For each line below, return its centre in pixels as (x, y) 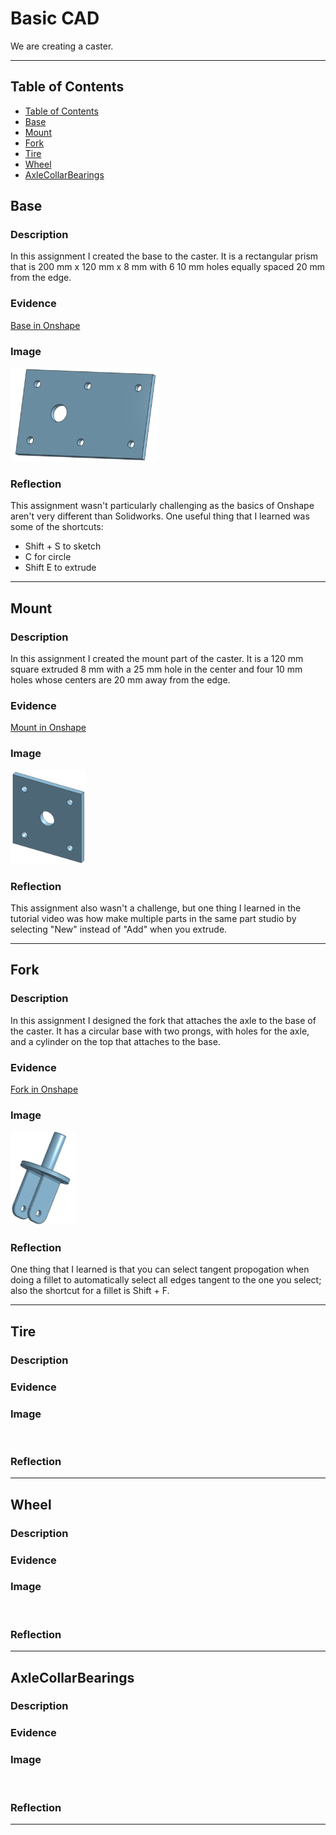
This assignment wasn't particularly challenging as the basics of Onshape (162, 506)
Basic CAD (55, 18)
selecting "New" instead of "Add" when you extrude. (119, 929)
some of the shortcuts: (57, 527)
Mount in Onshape (48, 728)
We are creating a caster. (62, 46)
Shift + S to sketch (63, 546)
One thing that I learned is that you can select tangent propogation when (160, 1269)
